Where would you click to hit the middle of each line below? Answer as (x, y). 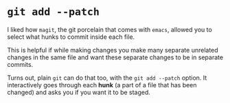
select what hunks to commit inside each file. (71, 37)
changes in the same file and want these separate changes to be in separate (115, 57)
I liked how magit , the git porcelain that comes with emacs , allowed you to (110, 29)
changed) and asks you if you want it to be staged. (79, 92)
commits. (20, 64)
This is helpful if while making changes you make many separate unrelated (113, 50)
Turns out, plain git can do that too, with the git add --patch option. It (107, 78)
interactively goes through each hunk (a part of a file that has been (102, 85)
